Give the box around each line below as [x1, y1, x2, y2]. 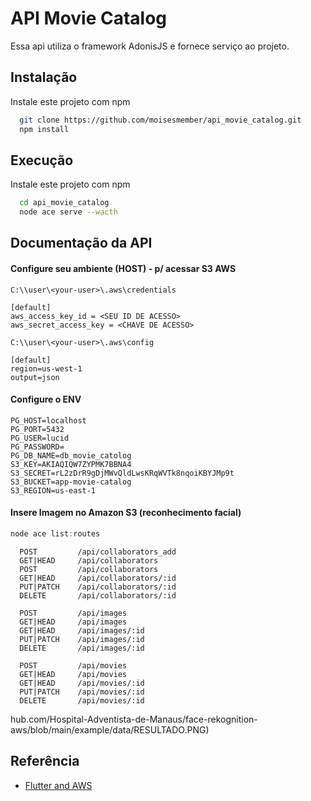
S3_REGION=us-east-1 [10, 485, 97, 496]
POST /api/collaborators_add [19, 547, 177, 557]
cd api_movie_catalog [19, 198, 110, 208]
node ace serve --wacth [19, 207, 118, 217]
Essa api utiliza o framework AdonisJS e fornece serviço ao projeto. [10, 40, 290, 52]
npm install [19, 124, 70, 134]
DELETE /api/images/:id [19, 643, 145, 653]
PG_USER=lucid [10, 433, 70, 443]
